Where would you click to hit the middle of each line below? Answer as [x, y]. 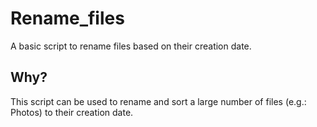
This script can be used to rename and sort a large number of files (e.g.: [158, 101]
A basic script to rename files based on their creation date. [131, 46]
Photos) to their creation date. [72, 112]
